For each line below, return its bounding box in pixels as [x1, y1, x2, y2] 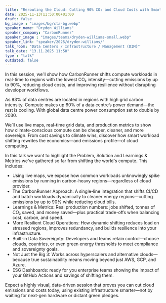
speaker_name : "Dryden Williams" [5, 26, 74, 31]
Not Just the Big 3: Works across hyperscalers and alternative [12, 252, 139, 258]
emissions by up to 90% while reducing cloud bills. [12, 199, 116, 205]
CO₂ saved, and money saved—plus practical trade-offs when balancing [12, 210, 160, 216]
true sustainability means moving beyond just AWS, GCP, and [31, 257, 156, 262]
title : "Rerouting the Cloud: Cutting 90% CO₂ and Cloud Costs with [5, 7, 149, 12]
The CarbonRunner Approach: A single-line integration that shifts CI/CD [12, 188, 158, 194]
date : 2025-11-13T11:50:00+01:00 [5, 12, 74, 17]
